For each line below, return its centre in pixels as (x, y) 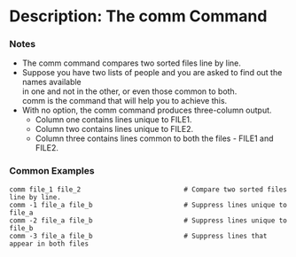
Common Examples (52, 171)
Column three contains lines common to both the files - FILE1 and (154, 138)
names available (51, 82)
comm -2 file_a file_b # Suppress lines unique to (148, 220)
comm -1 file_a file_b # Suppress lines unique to (148, 205)
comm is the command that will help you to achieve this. (125, 101)
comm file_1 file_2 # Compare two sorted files (148, 189)
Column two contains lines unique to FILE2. (114, 129)
